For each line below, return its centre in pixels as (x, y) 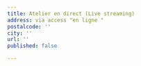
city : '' (20, 33)
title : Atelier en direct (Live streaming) (71, 14)
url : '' (18, 40)
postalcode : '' (29, 26)
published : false (32, 46)
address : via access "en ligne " (56, 20)
